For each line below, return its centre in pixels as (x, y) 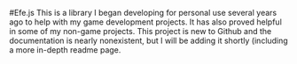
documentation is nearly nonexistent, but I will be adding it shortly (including (148, 40)
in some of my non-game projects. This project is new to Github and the (141, 31)
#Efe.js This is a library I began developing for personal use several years (143, 13)
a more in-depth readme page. (65, 50)
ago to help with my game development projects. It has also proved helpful (145, 22)
